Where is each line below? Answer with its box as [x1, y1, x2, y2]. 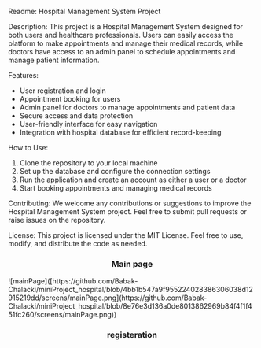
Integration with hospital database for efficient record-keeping [19, 128, 222, 137]
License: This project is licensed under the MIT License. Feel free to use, [8, 231, 244, 239]
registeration [106, 330, 158, 341]
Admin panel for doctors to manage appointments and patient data [19, 102, 236, 112]
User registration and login [19, 86, 106, 95]
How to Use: [8, 143, 49, 152]
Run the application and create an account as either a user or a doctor [19, 175, 247, 184]
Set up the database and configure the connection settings [19, 167, 211, 176]
